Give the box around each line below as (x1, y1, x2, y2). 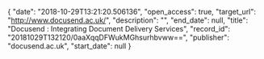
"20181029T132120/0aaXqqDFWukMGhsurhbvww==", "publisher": (7, 32, 230, 42)
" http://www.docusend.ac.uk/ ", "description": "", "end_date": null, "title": (7, 15, 249, 25)
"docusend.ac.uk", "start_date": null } (7, 41, 132, 51)
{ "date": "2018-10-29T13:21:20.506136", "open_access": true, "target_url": (7, 7, 256, 16)
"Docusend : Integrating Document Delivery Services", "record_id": (7, 24, 231, 33)
